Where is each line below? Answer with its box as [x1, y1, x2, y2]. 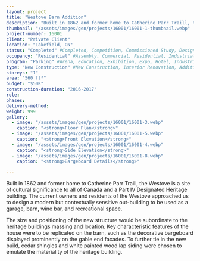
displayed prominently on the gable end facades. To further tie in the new [6, 236, 186, 243]
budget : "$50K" [6, 81, 44, 87]
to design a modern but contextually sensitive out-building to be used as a [6, 199, 189, 206]
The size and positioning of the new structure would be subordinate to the [6, 217, 188, 224]
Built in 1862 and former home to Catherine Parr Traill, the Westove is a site [6, 180, 190, 187]
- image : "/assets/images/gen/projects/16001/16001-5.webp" [11, 130, 164, 137]
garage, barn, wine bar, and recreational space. [6, 205, 123, 212]
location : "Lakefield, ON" [6, 42, 73, 48]
